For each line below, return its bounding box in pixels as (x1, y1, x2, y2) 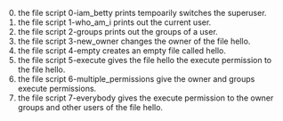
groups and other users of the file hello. (17, 102, 163, 112)
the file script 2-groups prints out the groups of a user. (17, 27, 218, 36)
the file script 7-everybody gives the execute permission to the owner (17, 93, 274, 103)
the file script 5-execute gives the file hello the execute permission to (17, 55, 272, 65)
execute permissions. (17, 84, 97, 93)
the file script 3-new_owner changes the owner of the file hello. (17, 36, 251, 46)
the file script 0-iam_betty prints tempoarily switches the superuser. (17, 8, 267, 18)
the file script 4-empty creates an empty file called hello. (17, 45, 227, 56)
